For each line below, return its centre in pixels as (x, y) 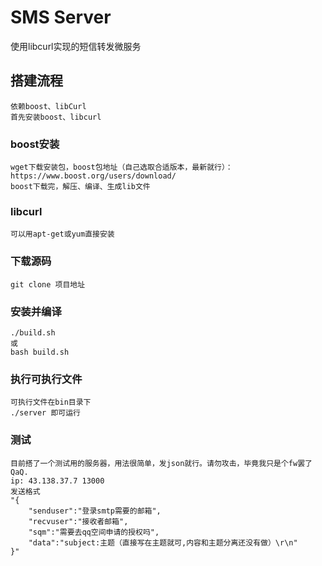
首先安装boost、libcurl (56, 117)
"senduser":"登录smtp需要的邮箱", (95, 511)
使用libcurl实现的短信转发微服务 (76, 46)
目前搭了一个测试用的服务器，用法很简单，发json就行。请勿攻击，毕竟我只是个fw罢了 (161, 463)
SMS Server (61, 17)
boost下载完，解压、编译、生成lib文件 (80, 187)
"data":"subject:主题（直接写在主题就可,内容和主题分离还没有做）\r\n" (163, 542)
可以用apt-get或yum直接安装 (62, 234)
